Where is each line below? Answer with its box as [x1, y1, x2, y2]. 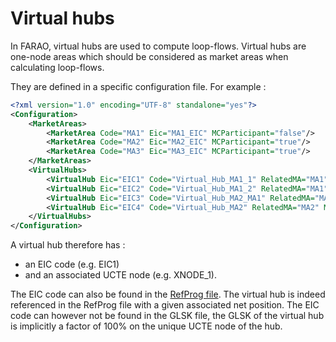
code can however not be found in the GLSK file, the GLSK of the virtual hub [10, 310, 325, 322]
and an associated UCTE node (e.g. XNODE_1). [24, 269, 218, 281]
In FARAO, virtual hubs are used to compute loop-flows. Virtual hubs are [10, 40, 307, 52]
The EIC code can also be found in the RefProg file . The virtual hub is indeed [10, 288, 326, 301]
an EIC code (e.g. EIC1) [24, 258, 120, 271]
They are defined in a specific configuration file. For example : [10, 80, 267, 92]
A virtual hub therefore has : [10, 239, 126, 251]
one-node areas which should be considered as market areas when [10, 50, 289, 62]
